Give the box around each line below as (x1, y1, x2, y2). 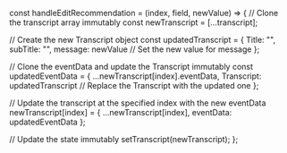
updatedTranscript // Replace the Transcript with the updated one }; (9, 81, 259, 90)
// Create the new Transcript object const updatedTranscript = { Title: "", (9, 35, 276, 45)
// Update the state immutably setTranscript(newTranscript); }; (9, 134, 239, 144)
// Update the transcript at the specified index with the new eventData (9, 98, 266, 108)
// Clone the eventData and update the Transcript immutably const (9, 62, 253, 72)
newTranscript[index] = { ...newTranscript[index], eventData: (9, 107, 232, 117)
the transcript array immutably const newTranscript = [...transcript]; (9, 17, 258, 28)
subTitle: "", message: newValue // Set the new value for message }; (9, 44, 260, 55)
